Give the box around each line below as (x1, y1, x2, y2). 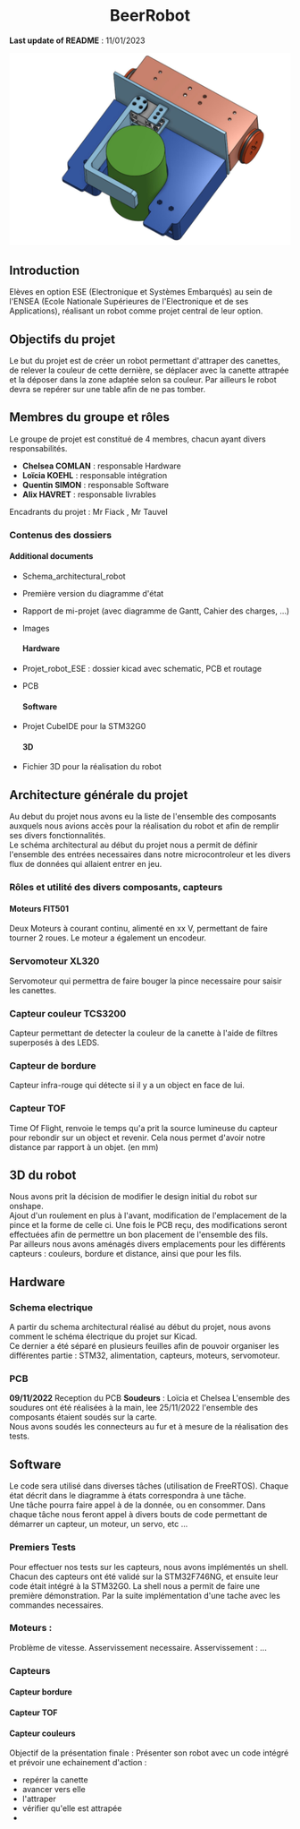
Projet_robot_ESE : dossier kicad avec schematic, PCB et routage (21, 664, 262, 674)
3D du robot (9, 1168, 77, 1182)
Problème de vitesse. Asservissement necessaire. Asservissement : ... (9, 1642, 268, 1653)
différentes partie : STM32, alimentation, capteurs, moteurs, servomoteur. (9, 1350, 280, 1361)
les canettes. (9, 984, 56, 995)
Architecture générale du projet (9, 787, 188, 803)
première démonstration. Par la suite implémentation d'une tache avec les (9, 1590, 281, 1601)
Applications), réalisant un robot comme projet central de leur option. (9, 305, 263, 316)
